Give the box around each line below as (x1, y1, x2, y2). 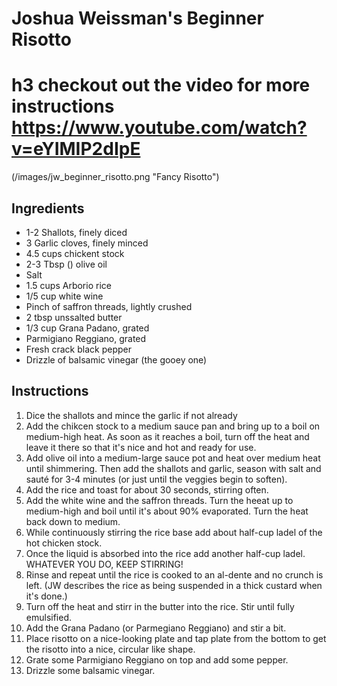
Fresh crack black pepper (25, 343, 132, 355)
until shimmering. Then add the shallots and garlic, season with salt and (25, 462, 322, 474)
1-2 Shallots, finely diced (25, 226, 128, 238)
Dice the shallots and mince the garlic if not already (25, 409, 238, 421)
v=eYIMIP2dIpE (11, 138, 141, 161)
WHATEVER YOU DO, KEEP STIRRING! (25, 558, 184, 570)
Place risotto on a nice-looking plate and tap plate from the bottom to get (25, 632, 327, 644)
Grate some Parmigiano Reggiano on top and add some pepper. (25, 653, 289, 666)
